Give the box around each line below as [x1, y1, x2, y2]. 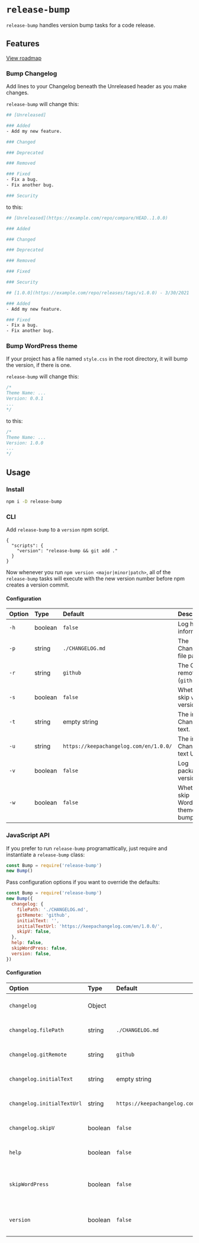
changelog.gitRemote [9, 1051, 67, 1058]
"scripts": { [11, 543, 44, 549]
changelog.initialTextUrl [9, 1100, 82, 1107]
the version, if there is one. [6, 362, 72, 369]
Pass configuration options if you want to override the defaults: [6, 879, 160, 886]
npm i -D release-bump [6, 498, 62, 505]
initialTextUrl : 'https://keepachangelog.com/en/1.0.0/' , [17, 923, 163, 929]
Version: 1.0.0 [6, 440, 44, 446]
